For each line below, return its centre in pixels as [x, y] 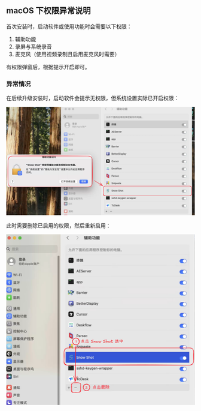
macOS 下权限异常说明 [48, 11]
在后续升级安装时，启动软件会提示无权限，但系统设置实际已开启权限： [93, 98]
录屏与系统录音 [33, 46]
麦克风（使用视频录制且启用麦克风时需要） [67, 54]
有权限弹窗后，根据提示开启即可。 [48, 67]
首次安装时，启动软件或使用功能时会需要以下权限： [69, 26]
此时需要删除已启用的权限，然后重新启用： [59, 225]
